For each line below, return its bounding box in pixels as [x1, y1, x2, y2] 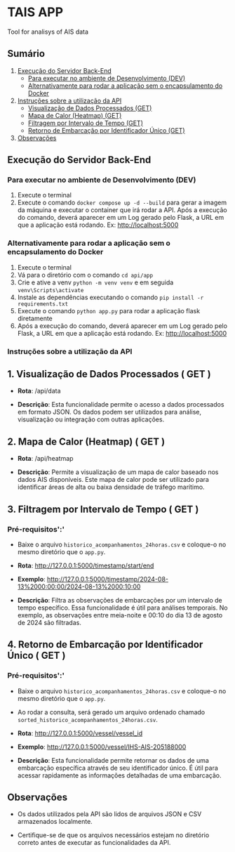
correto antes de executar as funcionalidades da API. [17, 839, 171, 847]
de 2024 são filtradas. [17, 618, 82, 627]
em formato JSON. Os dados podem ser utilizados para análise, [17, 408, 202, 417]
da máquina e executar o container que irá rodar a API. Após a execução [17, 206, 227, 214]
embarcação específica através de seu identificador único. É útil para [17, 763, 219, 772]
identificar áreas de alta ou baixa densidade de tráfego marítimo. [17, 483, 205, 492]
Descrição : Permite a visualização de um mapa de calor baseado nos [17, 468, 219, 476]
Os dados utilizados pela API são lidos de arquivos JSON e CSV [17, 810, 202, 818]
